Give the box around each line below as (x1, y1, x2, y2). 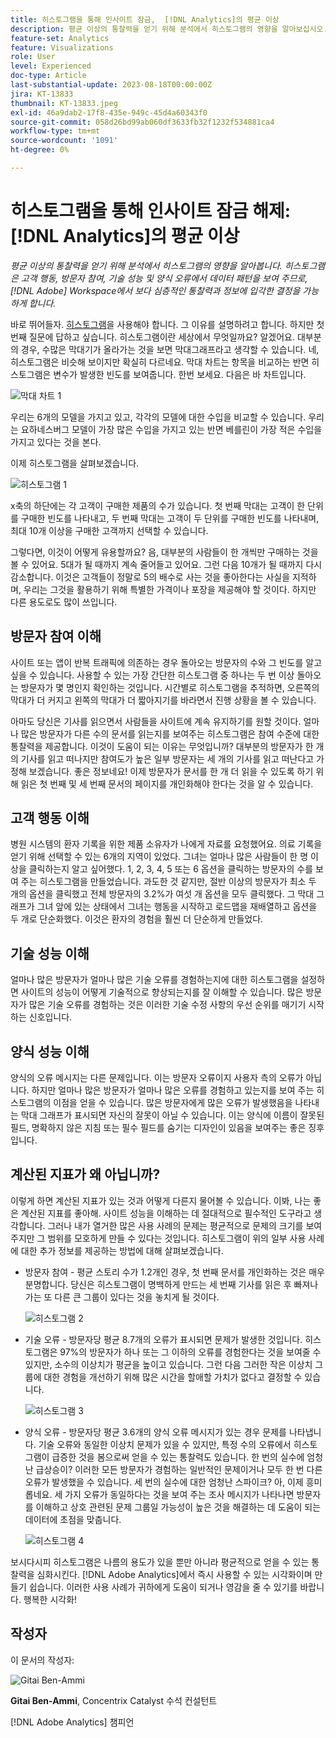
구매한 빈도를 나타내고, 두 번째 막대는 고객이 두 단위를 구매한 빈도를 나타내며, (20, 512, 320, 524)
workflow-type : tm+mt (10, 126, 101, 136)
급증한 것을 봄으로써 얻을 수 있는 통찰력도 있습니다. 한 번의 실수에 (51, 1451, 305, 1463)
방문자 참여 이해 (10, 628, 102, 645)
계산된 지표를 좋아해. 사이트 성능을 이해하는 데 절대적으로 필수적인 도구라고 (20, 1207, 312, 1219)
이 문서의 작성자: (10, 1654, 75, 1666)
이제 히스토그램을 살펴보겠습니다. (10, 457, 140, 469)
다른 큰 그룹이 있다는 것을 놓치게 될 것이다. (54, 1291, 220, 1303)
